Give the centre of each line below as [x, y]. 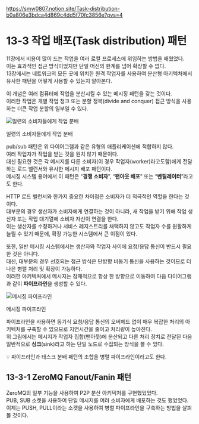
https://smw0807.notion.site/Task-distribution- [63, 9]
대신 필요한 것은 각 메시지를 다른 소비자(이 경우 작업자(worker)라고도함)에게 [94, 161]
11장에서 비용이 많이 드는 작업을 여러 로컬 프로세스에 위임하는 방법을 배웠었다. [95, 58]
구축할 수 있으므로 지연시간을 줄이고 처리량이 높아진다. [89, 329]
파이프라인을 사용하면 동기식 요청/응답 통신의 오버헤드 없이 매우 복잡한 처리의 [95, 321]
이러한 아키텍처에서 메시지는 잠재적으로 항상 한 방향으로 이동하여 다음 [86, 276]
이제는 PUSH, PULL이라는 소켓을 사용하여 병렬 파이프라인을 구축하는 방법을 [94, 407]
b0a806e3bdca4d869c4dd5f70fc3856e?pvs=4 [64, 15]
